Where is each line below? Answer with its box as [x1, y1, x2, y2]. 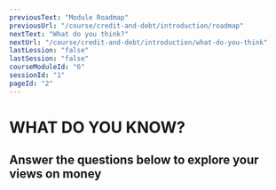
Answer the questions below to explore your [9, 153, 259, 168]
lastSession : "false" [9, 54, 90, 63]
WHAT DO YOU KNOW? [9, 117, 186, 138]
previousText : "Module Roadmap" [9, 12, 129, 22]
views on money [9, 166, 102, 182]
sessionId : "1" [9, 71, 66, 80]
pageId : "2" [9, 79, 53, 88]
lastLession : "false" [9, 46, 90, 55]
